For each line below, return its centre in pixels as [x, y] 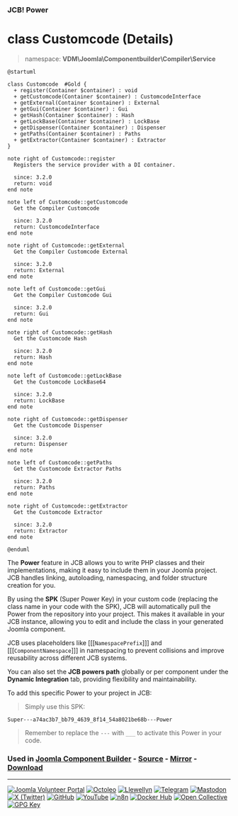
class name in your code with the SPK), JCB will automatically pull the [109, 606]
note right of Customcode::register [61, 158]
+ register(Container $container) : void [76, 90]
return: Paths [34, 487]
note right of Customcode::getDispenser [68, 419]
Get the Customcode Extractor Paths [68, 469]
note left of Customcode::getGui [57, 289]
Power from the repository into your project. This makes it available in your [116, 614]
